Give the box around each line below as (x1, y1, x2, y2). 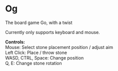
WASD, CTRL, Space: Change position (5, 54, 84, 60)
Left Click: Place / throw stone (5, 49, 67, 55)
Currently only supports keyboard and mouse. (5, 29, 100, 35)
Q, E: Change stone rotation (5, 60, 62, 66)
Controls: (5, 38, 25, 45)
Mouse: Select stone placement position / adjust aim (5, 44, 113, 50)
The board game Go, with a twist (5, 19, 72, 25)
